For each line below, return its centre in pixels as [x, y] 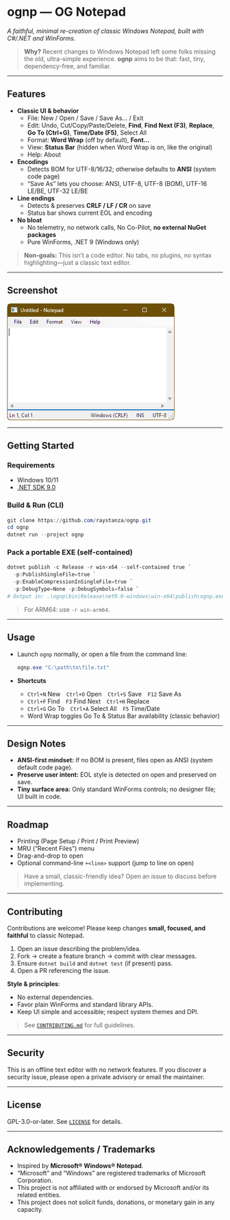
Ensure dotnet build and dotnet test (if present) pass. [95, 963]
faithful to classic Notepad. [46, 935]
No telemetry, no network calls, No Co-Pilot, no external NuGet [117, 227]
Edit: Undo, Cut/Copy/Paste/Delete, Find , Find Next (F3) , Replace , [120, 125]
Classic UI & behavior [48, 110]
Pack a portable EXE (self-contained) [70, 552]
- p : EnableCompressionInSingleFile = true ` [73, 582]
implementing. [44, 884]
